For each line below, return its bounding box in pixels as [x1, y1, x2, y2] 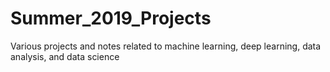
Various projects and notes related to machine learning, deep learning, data [10, 40, 322, 52]
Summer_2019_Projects [10, 7, 212, 30]
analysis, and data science [10, 50, 120, 62]
